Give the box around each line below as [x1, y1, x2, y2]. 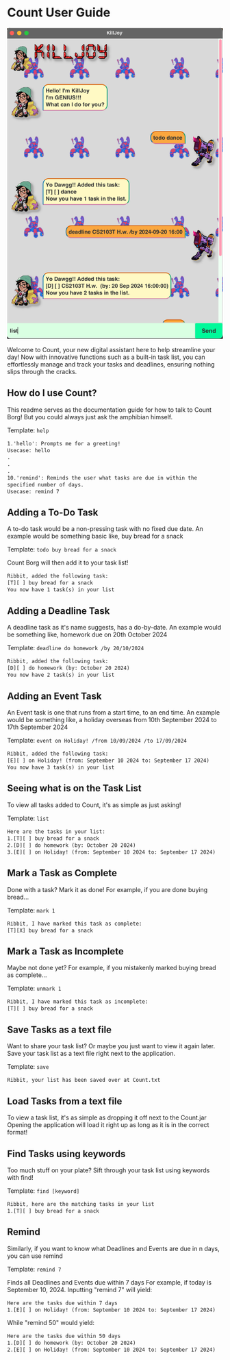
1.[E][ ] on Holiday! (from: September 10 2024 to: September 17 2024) [7, 1307, 216, 1313]
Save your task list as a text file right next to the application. [7, 1050, 176, 1058]
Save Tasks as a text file [7, 1024, 112, 1035]
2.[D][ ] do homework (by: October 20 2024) [7, 841, 136, 849]
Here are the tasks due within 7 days [7, 1300, 118, 1307]
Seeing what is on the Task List [7, 782, 142, 794]
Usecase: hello [7, 447, 51, 454]
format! [7, 1128, 28, 1137]
